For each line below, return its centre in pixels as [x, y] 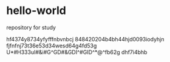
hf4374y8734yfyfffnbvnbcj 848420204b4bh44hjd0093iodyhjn [86, 39]
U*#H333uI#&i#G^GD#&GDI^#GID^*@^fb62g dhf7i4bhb [77, 52]
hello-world [36, 11]
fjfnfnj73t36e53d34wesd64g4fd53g [52, 46]
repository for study [31, 27]
